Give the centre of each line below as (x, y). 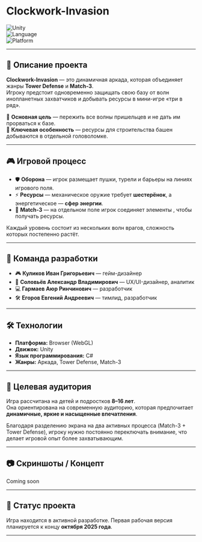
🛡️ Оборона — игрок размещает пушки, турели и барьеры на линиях (103, 179)
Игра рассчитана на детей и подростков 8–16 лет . (71, 401)
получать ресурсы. (39, 216)
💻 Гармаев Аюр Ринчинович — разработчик (74, 289)
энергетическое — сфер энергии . (59, 203)
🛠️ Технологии (35, 325)
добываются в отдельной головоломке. (57, 136)
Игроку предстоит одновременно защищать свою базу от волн (88, 92)
